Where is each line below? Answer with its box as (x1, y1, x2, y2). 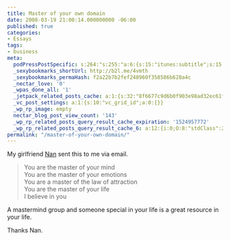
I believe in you (23, 193, 67, 201)
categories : (7, 29, 41, 36)
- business (7, 49, 38, 56)
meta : (7, 55, 23, 62)
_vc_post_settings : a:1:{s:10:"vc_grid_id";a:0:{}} (13, 99, 164, 106)
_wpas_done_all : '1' (13, 86, 72, 93)
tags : (7, 42, 23, 49)
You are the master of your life (23, 185, 110, 193)
